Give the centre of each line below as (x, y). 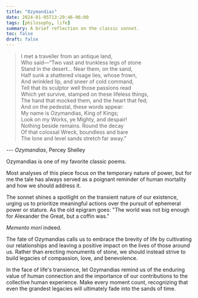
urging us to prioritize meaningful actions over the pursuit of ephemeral (94, 203)
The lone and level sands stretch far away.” (73, 138)
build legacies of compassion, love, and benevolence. (72, 258)
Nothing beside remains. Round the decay (72, 126)
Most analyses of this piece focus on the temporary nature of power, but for (99, 173)
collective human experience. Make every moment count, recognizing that (97, 282)
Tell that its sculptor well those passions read (76, 88)
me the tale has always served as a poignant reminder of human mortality (96, 179)
